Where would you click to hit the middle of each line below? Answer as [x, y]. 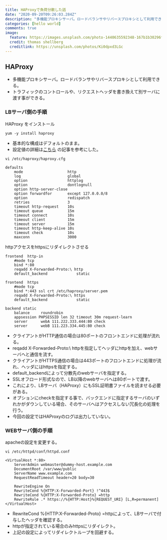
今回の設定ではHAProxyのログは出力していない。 [63, 416]
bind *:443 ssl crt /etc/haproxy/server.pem [61, 291]
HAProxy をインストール [30, 124]
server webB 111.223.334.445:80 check [60, 326]
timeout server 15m [44, 224]
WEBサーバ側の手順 [29, 430]
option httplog [49, 180]
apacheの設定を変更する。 [32, 442]
